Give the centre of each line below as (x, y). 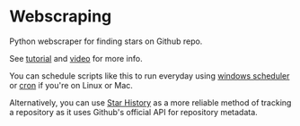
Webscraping (61, 17)
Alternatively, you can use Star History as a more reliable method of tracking (150, 102)
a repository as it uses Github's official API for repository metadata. (133, 112)
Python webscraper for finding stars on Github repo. (106, 41)
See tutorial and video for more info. (76, 58)
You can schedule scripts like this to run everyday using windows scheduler (150, 76)
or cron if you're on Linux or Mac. (71, 85)
